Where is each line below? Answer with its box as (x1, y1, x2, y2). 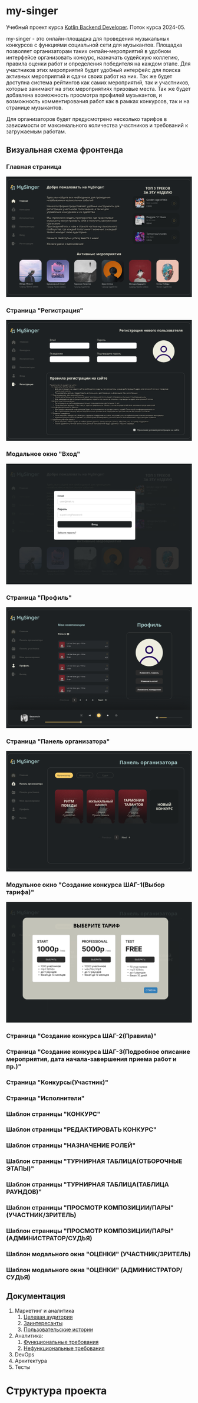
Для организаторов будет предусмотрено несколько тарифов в (6, 115, 167, 122)
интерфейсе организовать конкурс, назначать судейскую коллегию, (6, 54, 180, 61)
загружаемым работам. (6, 128, 67, 135)
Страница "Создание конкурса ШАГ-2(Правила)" (6, 1031, 157, 1040)
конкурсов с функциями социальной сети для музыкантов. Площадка (6, 41, 183, 48)
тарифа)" (6, 888, 34, 896)
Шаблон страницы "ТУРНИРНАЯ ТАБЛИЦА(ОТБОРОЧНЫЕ (6, 1157, 183, 1165)
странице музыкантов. (6, 104, 63, 111)
